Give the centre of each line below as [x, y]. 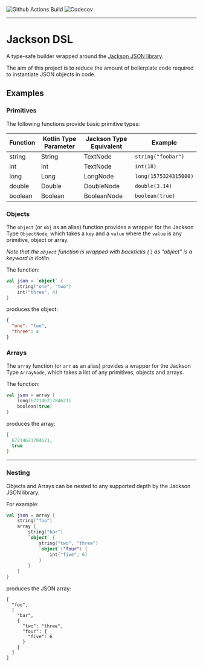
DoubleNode [101, 186]
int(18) [146, 166]
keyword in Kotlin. [28, 258]
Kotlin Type [60, 139]
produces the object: [32, 309]
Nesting [18, 473]
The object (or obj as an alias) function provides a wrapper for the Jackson [100, 227]
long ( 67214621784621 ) [44, 401]
